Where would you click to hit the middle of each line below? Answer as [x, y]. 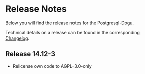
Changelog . [17, 38]
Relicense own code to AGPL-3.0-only [52, 66]
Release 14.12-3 [30, 54]
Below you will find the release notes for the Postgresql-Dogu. [70, 23]
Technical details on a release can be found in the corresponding [72, 32]
